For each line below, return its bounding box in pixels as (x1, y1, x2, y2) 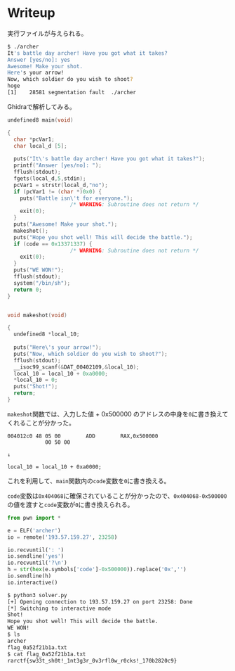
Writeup (7, 5, 55, 21)
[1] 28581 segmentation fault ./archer (7, 89, 137, 96)
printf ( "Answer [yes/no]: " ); (13, 162, 102, 170)
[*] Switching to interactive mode (7, 605, 112, 612)
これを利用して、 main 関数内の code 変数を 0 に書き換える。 (7, 476, 170, 485)
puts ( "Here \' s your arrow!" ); (13, 344, 102, 351)
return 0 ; (13, 286, 42, 293)
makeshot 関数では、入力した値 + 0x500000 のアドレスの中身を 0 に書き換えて (7, 409, 229, 418)
